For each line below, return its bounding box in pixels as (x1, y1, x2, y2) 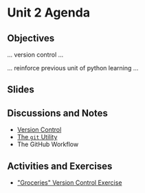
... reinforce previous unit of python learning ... (7, 64, 139, 72)
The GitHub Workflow (16, 140, 79, 149)
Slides (7, 84, 34, 96)
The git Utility (16, 133, 58, 141)
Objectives (7, 32, 55, 44)
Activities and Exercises (7, 160, 113, 172)
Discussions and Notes (7, 107, 109, 119)
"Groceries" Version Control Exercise (16, 179, 122, 187)
